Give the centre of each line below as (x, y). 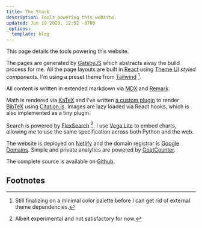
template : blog (31, 34)
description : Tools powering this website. (62, 17)
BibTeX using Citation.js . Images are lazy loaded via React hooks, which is (98, 106)
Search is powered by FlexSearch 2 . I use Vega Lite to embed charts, (91, 125)
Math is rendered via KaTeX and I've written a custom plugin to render (93, 100)
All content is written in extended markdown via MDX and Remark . (88, 88)
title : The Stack (28, 12)
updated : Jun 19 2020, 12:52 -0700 (51, 23)
